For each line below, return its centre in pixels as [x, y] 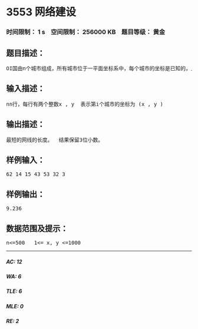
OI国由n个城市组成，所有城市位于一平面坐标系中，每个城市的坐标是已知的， [99, 68]
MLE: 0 [15, 306]
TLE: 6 [14, 291]
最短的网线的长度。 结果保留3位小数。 [55, 140]
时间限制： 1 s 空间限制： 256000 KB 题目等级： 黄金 [86, 32]
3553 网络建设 [41, 12]
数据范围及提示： [37, 228]
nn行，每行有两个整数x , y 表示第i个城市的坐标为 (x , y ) [85, 104]
